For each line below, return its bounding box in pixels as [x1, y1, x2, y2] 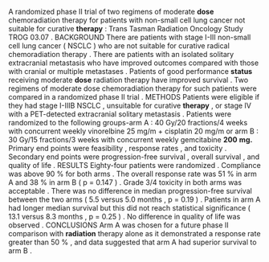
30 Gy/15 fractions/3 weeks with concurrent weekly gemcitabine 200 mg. [8, 135, 253, 144]
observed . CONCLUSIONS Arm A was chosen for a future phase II [8, 220, 229, 230]
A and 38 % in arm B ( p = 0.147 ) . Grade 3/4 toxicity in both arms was [8, 178, 243, 187]
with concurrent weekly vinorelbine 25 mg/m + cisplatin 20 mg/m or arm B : [8, 126, 259, 136]
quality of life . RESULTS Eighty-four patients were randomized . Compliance [8, 161, 261, 170]
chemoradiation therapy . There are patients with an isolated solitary [8, 50, 234, 59]
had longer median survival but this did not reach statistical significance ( [8, 203, 251, 212]
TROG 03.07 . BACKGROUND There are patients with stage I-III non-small [8, 32, 251, 42]
